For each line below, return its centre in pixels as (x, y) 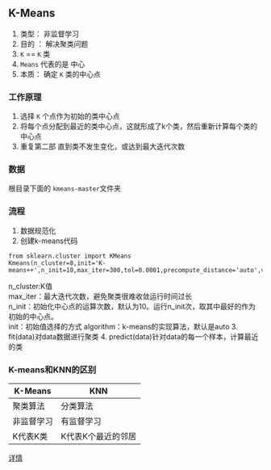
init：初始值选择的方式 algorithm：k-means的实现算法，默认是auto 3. (123, 326)
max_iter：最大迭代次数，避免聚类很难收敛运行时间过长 (100, 296)
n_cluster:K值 (31, 286)
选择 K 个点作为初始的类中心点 (70, 116)
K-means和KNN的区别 (52, 369)
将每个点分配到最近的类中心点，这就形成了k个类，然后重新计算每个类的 (139, 126)
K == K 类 (35, 54)
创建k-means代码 (49, 241)
